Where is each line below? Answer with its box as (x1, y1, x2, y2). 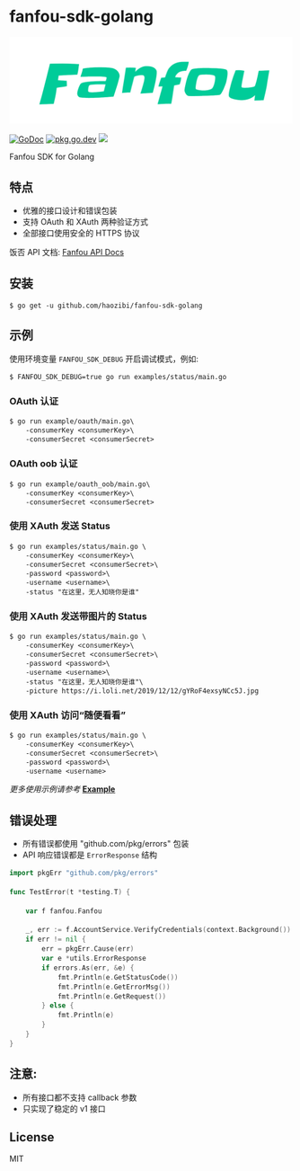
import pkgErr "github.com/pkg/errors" (9, 869, 159, 878)
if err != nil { (25, 935, 87, 945)
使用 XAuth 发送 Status (9, 519, 110, 532)
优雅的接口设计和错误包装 (22, 205, 118, 217)
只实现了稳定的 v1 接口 (22, 1103, 106, 1113)
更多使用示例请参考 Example (9, 784, 116, 794)
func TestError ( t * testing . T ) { (9, 887, 130, 896)
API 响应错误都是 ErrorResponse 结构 (22, 849, 158, 860)
